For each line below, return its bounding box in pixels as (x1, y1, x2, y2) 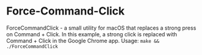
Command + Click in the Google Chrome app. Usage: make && (6, 37, 160, 44)
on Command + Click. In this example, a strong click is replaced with (6, 30, 178, 37)
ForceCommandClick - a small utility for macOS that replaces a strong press (6, 24, 197, 31)
